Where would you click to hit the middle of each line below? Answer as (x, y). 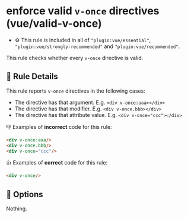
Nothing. (17, 208)
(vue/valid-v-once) (54, 23)
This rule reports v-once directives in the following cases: (76, 91)
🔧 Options (25, 194)
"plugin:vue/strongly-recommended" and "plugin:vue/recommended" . (97, 46)
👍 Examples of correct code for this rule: (57, 163)
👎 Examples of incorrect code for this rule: (59, 127)
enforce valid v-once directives (83, 11)
